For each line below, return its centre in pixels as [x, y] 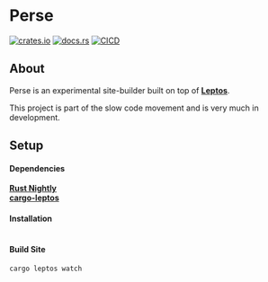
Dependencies [37, 168]
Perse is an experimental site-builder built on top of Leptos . [120, 90]
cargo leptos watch [46, 269]
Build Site [27, 250]
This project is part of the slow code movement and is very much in [134, 108]
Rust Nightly [33, 189]
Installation [31, 218]
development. [35, 117]
